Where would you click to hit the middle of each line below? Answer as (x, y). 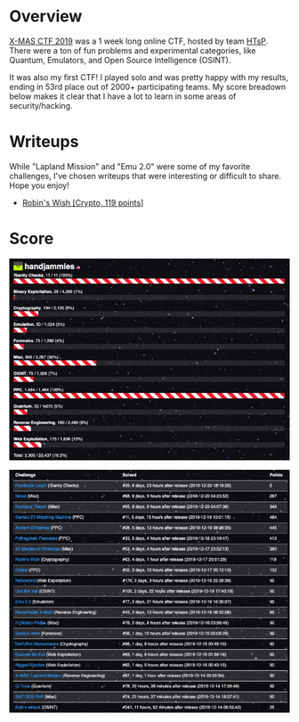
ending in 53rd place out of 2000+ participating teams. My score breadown (148, 86)
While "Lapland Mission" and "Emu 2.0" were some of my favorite (130, 166)
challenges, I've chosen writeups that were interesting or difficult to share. (145, 176)
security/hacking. (41, 105)
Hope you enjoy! (39, 185)
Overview (46, 16)
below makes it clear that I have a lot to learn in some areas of (123, 96)
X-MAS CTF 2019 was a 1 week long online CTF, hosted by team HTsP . (139, 41)
